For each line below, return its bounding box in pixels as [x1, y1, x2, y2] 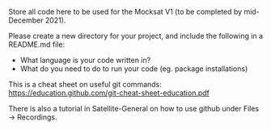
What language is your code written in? [19, 56, 151, 65]
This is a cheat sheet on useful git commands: [8, 80, 162, 89]
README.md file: [8, 40, 66, 49]
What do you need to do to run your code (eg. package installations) [19, 64, 248, 73]
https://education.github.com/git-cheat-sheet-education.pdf [8, 88, 210, 98]
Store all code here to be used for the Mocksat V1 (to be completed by [8, 7, 243, 16]
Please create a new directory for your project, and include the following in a [8, 31, 264, 40]
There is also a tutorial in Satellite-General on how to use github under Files [8, 104, 260, 113]
